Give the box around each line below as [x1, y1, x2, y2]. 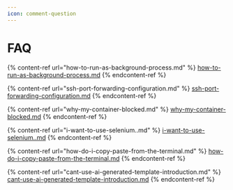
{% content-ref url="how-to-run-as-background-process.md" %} [7, 63, 197, 72]
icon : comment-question [7, 10, 77, 17]
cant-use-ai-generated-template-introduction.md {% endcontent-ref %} [7, 175, 215, 183]
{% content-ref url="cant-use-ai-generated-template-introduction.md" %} [7, 168, 221, 176]
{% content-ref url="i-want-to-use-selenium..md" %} [7, 126, 161, 134]
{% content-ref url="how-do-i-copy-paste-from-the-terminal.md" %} [7, 147, 207, 155]
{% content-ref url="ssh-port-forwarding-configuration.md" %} [7, 84, 190, 93]
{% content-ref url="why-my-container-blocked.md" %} [7, 105, 169, 113]
